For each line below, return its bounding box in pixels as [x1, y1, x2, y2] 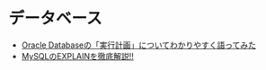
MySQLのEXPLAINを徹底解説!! [21, 50, 134, 61]
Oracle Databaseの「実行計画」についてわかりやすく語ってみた [21, 39, 257, 50]
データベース [8, 8, 102, 29]
